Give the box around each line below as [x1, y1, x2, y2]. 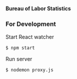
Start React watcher [5, 33, 54, 40]
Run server [5, 55, 33, 62]
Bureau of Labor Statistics [5, 5, 72, 12]
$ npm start [5, 45, 35, 51]
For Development [5, 20, 56, 28]
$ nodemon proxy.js [5, 66, 54, 73]
